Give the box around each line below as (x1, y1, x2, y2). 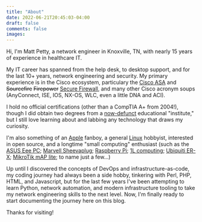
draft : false (6, 20, 39, 26)
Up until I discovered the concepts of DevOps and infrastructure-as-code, (6, 165, 189, 173)
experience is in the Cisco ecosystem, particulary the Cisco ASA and (6, 79, 177, 86)
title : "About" (6, 8, 44, 15)
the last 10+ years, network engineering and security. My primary (6, 72, 168, 80)
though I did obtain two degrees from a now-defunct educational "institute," (6, 110, 194, 117)
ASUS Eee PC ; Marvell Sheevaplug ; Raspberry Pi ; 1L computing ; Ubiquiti (6, 147, 185, 154)
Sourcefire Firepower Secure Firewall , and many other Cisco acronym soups (6, 85, 195, 92)
